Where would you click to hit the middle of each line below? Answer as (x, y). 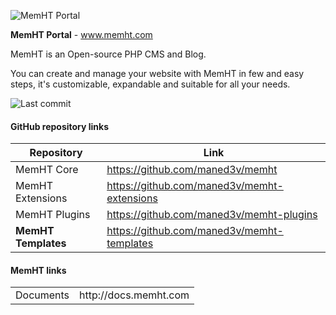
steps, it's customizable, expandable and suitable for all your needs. (150, 84)
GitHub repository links (60, 126)
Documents (42, 295)
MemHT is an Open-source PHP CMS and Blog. (108, 54)
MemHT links (38, 270)
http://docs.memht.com (134, 295)
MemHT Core (47, 170)
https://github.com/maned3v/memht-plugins (212, 215)
